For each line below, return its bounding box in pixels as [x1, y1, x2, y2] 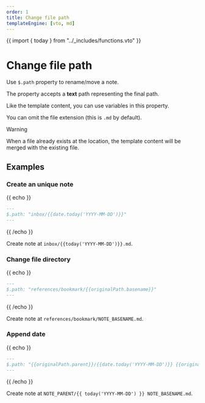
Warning [6, 126, 27, 133]
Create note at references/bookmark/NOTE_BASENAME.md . [6, 315, 144, 322]
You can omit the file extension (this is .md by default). [6, 114, 142, 121]
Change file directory [6, 255, 71, 263]
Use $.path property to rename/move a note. [6, 79, 119, 86]
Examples [6, 162, 45, 172]
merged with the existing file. [6, 144, 79, 151]
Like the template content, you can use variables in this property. [6, 102, 170, 110]
